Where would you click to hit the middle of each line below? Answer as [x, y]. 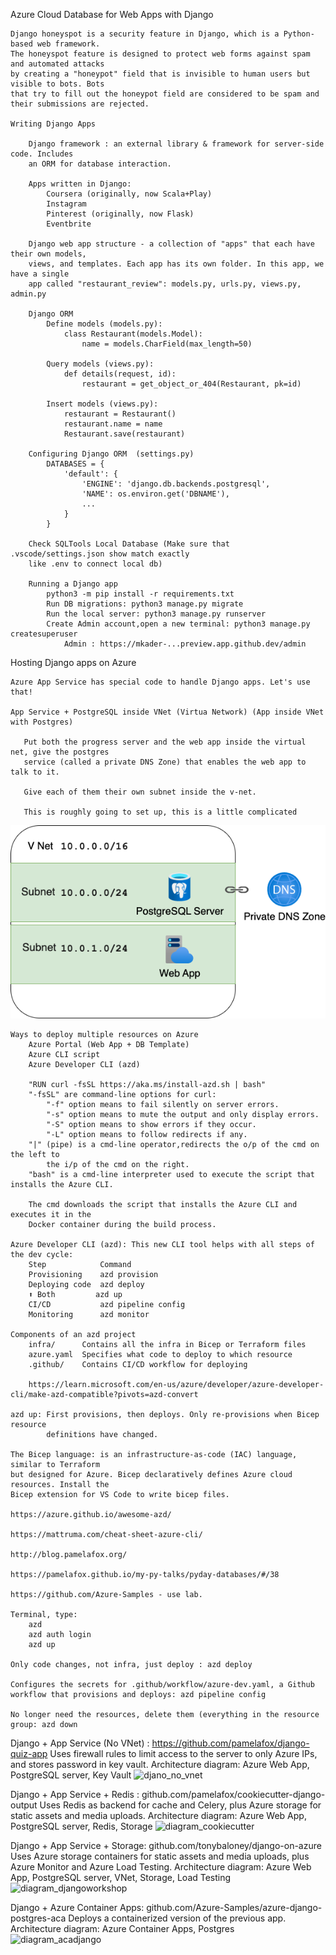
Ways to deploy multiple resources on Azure [104, 1034]
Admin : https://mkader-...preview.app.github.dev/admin [185, 644]
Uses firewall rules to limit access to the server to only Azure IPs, [183, 1753]
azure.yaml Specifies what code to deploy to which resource [160, 1354]
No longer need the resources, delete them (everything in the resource [165, 1714]
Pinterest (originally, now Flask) [120, 214]
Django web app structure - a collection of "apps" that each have [171, 244]
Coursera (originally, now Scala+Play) [129, 194]
